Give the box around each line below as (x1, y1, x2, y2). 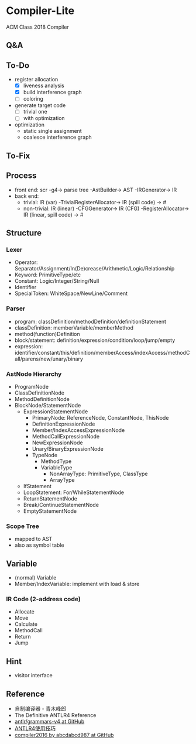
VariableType (40, 464, 73, 471)
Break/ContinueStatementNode (23, 501, 99, 508)
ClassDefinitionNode (14, 389, 64, 396)
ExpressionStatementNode (23, 408, 88, 415)
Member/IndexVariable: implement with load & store (14, 581, 140, 588)
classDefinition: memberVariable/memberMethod (14, 324, 133, 331)
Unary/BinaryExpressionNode (32, 445, 104, 452)
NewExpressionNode (32, 439, 83, 446)
